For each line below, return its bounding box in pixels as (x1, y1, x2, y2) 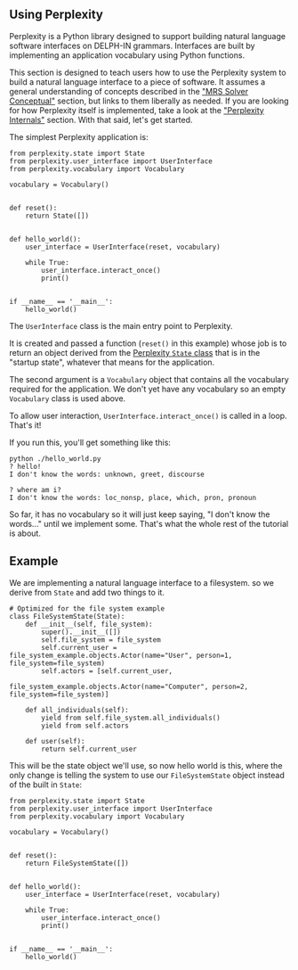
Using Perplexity (9, 7, 104, 22)
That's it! (9, 419, 42, 431)
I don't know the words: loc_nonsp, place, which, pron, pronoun (9, 493, 256, 502)
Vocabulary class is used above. (9, 392, 126, 404)
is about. (9, 528, 42, 538)
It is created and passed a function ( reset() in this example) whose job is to (9, 338, 287, 349)
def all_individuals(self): (25, 705, 129, 714)
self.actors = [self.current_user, (41, 666, 173, 676)
